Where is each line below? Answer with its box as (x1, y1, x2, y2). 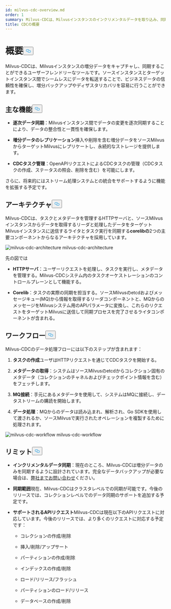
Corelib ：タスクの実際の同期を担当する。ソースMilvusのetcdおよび (12, 289, 154, 295)
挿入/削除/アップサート (20, 544, 69, 550)
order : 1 (5, 12, 24, 17)
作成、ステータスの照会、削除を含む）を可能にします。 (21, 167, 137, 173)
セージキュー (12, 296, 40, 302)
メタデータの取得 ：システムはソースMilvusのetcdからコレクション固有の (12, 367, 165, 373)
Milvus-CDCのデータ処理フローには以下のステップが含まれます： (5, 346, 142, 352)
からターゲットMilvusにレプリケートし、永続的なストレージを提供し (12, 144, 156, 149)
